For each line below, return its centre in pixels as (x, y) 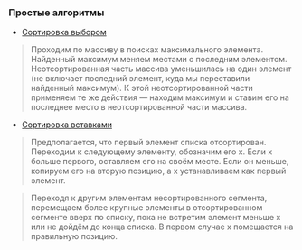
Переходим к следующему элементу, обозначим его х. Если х (151, 152)
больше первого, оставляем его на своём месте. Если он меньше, (160, 162)
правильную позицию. (74, 236)
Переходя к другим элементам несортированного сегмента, (149, 198)
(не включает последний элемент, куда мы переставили (140, 79)
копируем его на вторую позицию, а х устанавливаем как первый (158, 171)
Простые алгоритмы (57, 13)
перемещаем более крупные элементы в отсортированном (146, 208)
